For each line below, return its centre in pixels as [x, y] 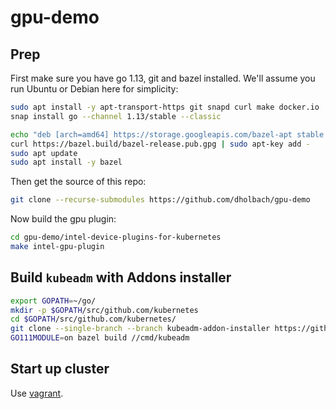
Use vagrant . [37, 393]
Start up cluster [60, 369]
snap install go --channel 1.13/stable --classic [116, 116]
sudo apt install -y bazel [66, 162]
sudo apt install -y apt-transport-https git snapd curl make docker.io [165, 107]
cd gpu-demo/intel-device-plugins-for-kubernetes [116, 237]
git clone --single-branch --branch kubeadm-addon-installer [140, 329]
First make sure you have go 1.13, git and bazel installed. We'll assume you [163, 78]
